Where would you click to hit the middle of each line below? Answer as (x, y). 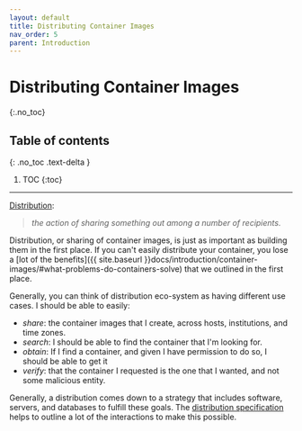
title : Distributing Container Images (82, 26)
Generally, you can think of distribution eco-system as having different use (147, 296)
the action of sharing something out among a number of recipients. (156, 223)
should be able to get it (65, 361)
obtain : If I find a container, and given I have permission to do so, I (145, 351)
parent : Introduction (50, 43)
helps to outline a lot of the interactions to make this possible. (123, 417)
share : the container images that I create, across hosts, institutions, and (155, 323)
